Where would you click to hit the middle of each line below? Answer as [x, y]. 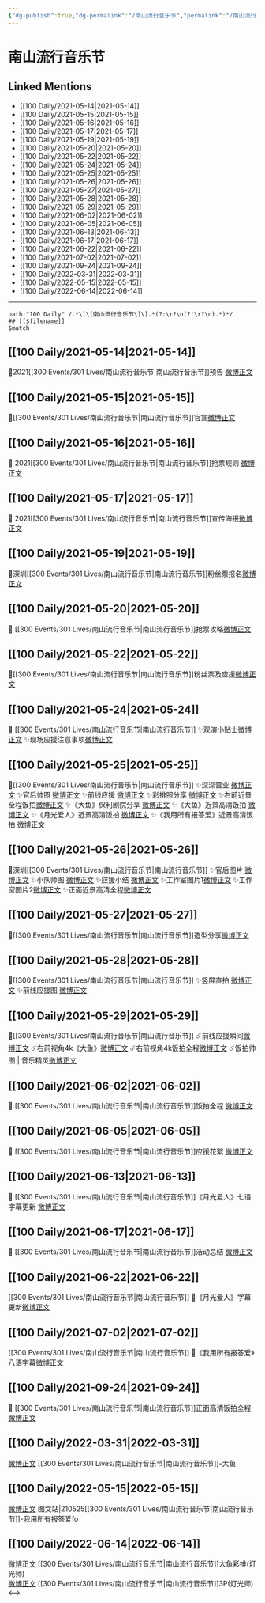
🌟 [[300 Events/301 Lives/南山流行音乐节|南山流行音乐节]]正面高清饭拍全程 [130, 1408]
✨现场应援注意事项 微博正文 [68, 740]
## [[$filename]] [37, 321]
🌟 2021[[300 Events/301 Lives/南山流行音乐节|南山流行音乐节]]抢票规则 [123, 463]
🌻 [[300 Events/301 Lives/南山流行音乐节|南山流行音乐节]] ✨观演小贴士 [123, 729]
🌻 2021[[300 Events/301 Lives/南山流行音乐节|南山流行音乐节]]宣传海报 [123, 518]
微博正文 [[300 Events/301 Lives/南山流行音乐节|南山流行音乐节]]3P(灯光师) [131, 1584]
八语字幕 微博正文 [36, 1362]
